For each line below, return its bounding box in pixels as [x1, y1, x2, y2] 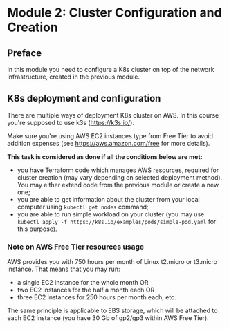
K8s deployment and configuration [7, 93, 161, 104]
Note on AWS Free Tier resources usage [7, 242, 145, 252]
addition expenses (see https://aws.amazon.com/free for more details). [7, 139, 210, 147]
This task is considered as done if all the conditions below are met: [7, 152, 203, 160]
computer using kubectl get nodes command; [17, 203, 149, 211]
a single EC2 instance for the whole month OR [17, 279, 149, 287]
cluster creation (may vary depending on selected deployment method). [17, 173, 223, 181]
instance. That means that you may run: [7, 265, 120, 274]
